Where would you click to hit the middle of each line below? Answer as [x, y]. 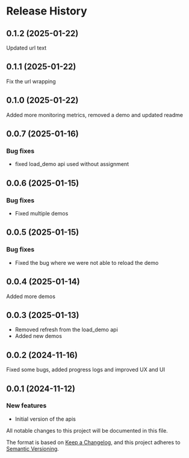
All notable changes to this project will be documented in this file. [87, 430]
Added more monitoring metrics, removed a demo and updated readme [95, 115]
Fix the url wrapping [31, 81]
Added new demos [38, 336]
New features [26, 406]
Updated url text [26, 48]
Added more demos [31, 296]
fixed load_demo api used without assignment [72, 164]
